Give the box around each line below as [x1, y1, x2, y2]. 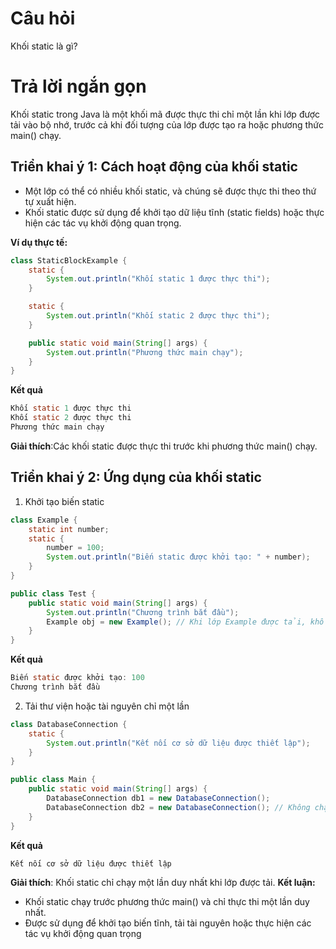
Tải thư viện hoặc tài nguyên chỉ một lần [24, 700, 190, 712]
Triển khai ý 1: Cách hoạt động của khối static [10, 158, 298, 176]
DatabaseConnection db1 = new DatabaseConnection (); [46, 793, 271, 803]
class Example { [10, 515, 78, 525]
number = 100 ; [46, 543, 105, 553]
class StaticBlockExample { [10, 255, 128, 266]
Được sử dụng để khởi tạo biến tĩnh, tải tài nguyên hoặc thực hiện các [24, 917, 312, 929]
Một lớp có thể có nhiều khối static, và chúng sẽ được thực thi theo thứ [24, 185, 317, 197]
